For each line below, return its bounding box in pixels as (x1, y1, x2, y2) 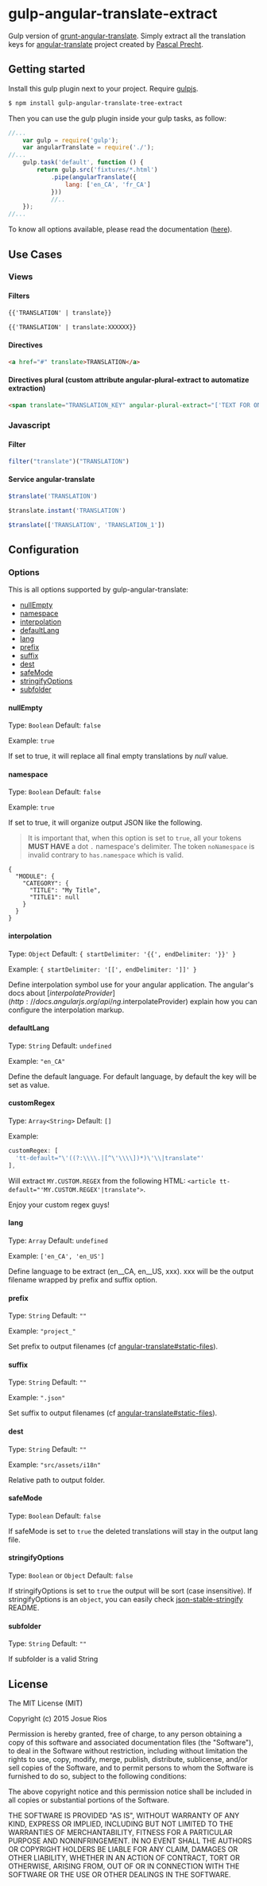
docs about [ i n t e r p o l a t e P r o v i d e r (8, 988, 113, 998)
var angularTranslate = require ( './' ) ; (22, 144, 155, 152)
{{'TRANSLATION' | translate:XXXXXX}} (8, 323, 137, 331)
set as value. (8, 1080, 50, 1089)
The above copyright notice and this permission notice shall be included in (8, 1787, 252, 1796)
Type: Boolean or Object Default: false (8, 1570, 133, 1580)
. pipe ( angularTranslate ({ (50, 173, 137, 181)
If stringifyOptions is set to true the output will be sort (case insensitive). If (8, 1585, 253, 1595)
